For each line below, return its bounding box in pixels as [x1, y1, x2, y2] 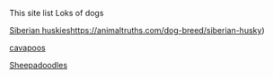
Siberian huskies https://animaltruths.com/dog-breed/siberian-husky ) [9, 25, 265, 35]
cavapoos [9, 42, 47, 53]
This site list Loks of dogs [9, 8, 104, 18]
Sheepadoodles [9, 60, 68, 70]
